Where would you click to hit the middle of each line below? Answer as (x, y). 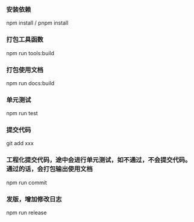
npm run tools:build (30, 53)
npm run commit (27, 182)
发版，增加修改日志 (34, 199)
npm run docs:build (30, 83)
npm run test (22, 113)
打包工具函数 (25, 40)
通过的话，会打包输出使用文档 (50, 169)
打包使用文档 (25, 70)
